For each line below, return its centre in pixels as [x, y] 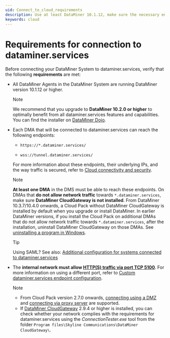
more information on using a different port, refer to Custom [74, 273]
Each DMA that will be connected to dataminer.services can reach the [85, 130]
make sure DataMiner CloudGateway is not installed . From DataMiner [86, 200]
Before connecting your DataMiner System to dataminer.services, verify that [85, 69]
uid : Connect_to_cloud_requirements [44, 10]
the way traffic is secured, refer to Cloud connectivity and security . [82, 170]
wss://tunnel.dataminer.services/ [56, 155]
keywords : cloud [22, 19]
